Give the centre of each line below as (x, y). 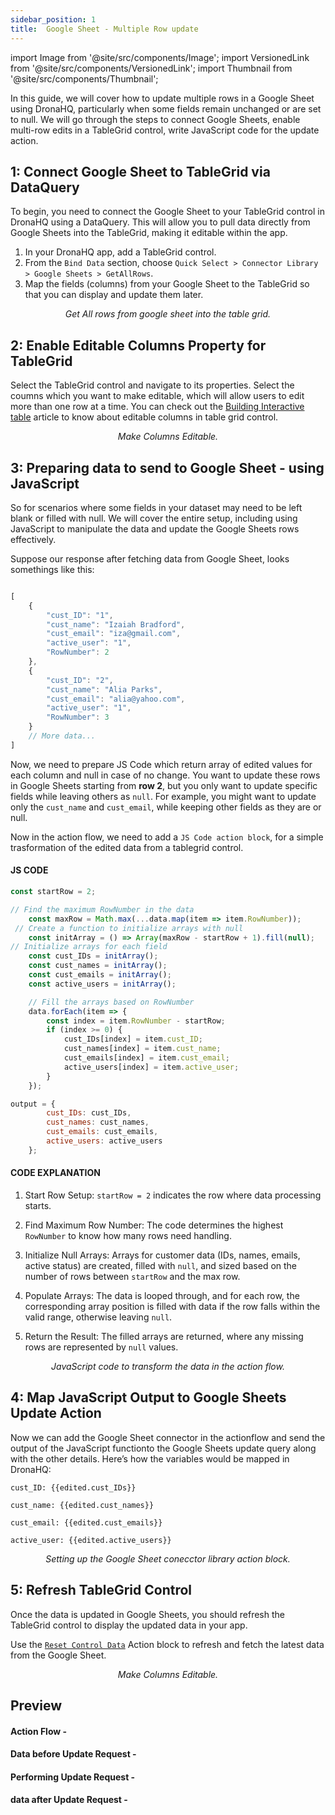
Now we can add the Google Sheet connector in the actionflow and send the (168, 1437)
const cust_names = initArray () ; (98, 966)
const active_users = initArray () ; (102, 984)
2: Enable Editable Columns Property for (138, 345)
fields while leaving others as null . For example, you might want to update (163, 796)
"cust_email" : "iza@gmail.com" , (114, 634)
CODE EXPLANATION (55, 1173)
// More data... (62, 736)
